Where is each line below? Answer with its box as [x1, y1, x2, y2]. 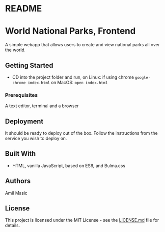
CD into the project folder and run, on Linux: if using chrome [12, 74, 134, 80]
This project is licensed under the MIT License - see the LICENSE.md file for [5, 217, 159, 223]
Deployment [5, 117, 44, 125]
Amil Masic [5, 190, 27, 196]
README [5, 3, 42, 14]
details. [5, 222, 20, 229]
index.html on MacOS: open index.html [27, 79, 108, 85]
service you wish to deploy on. [5, 136, 67, 142]
